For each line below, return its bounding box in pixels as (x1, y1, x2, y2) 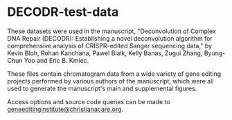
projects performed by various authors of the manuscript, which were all (7, 77, 214, 85)
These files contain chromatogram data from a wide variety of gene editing (7, 70, 222, 78)
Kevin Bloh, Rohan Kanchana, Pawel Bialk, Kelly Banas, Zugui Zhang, (7, 49, 203, 57)
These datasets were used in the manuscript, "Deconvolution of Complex (7, 27, 216, 35)
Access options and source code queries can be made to (7, 97, 171, 106)
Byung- (204, 49, 226, 57)
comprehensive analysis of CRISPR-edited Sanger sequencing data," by (7, 41, 213, 50)
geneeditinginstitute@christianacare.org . (7, 105, 123, 113)
